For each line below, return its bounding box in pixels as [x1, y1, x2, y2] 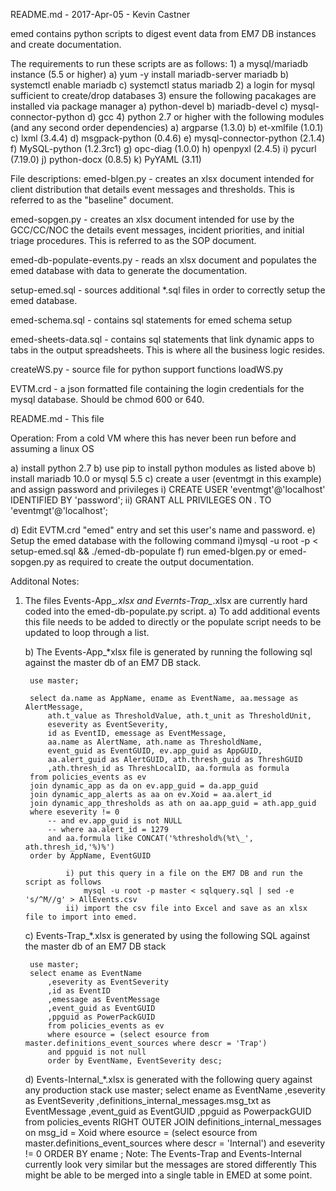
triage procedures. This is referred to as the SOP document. [10, 235, 257, 246]
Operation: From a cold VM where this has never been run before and [10, 432, 297, 444]
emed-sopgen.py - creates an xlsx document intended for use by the [10, 214, 295, 225]
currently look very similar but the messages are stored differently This [24, 1159, 317, 1170]
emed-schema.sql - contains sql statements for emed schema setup [10, 314, 293, 326]
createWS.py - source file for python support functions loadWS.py [10, 364, 284, 375]
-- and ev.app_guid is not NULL [47, 816, 183, 826]
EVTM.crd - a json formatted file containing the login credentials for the [10, 383, 305, 394]
